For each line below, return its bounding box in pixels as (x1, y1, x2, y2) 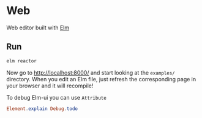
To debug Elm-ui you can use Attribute (6, 94, 107, 101)
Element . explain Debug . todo (6, 105, 78, 112)
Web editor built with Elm (6, 24, 70, 31)
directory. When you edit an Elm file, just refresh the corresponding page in (6, 75, 196, 83)
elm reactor (6, 57, 37, 64)
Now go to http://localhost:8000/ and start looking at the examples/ (6, 68, 176, 76)
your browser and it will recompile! (6, 82, 94, 89)
